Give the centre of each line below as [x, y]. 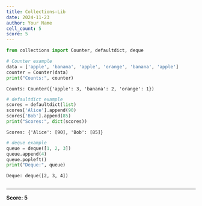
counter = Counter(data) [37, 72]
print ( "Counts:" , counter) [40, 78]
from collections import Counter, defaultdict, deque [75, 51]
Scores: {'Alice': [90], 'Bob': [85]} [55, 132]
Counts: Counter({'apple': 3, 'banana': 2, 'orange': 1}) [80, 89]
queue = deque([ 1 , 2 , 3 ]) [38, 148]
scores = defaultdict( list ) [41, 105]
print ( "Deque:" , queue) [36, 165]
